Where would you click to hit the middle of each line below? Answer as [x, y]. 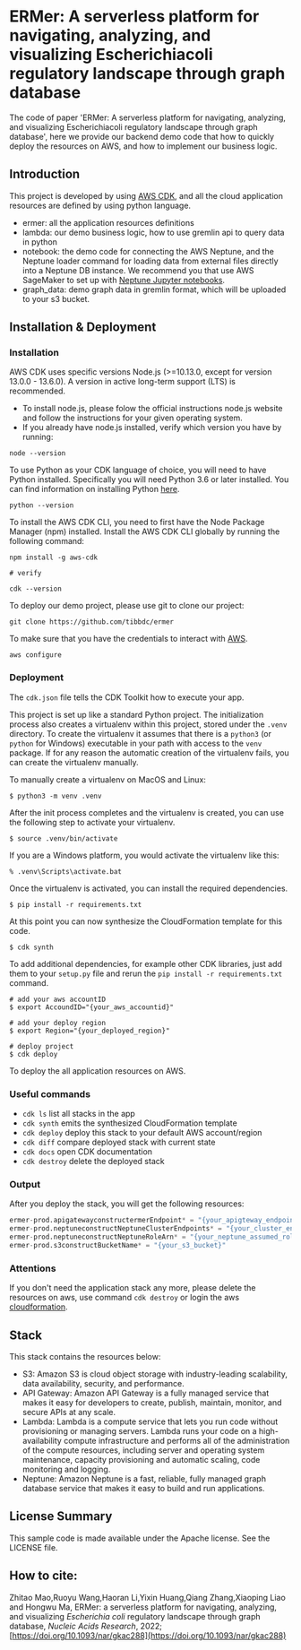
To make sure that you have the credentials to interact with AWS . [129, 639]
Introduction [45, 174]
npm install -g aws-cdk [54, 557]
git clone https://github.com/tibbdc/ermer [92, 622]
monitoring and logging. [66, 1469]
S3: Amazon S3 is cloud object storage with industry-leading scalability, [155, 1374]
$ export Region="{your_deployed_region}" [90, 1031]
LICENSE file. [34, 1547]
